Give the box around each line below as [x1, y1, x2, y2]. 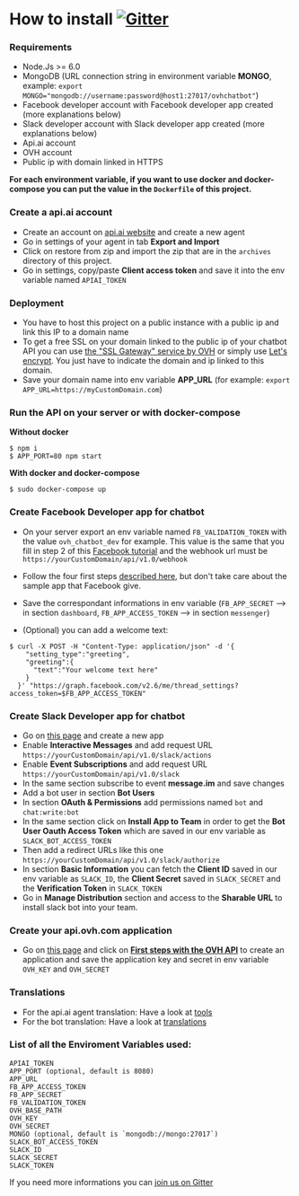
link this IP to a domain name [22, 327, 129, 338]
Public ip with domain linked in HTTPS [22, 157, 163, 168]
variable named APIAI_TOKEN [22, 274, 127, 285]
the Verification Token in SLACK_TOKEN [22, 883, 163, 893]
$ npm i [9, 444, 39, 453]
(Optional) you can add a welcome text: [22, 624, 169, 635]
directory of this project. [22, 255, 112, 266]
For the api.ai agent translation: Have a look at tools [22, 1007, 213, 1017]
